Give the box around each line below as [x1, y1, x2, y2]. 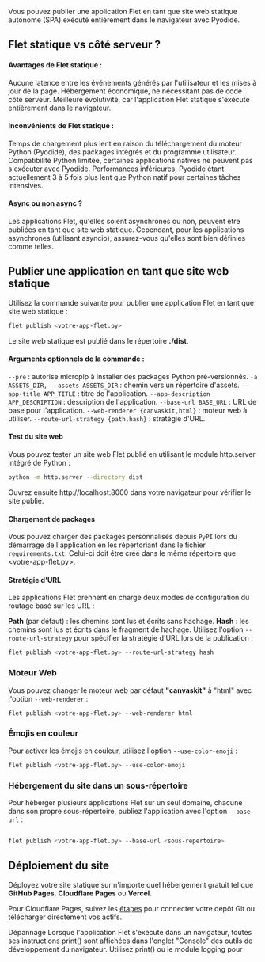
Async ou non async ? [8, 199, 83, 208]
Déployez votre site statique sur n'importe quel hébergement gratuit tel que [8, 880, 254, 889]
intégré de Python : [8, 458, 71, 468]
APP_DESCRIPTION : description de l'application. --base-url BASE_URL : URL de [8, 397, 257, 406]
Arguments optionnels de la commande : [8, 354, 145, 363]
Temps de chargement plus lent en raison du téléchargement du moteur [8, 139, 243, 148]
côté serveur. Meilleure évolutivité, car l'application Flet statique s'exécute [8, 94, 251, 104]
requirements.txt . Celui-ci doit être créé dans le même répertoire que [8, 549, 236, 558]
